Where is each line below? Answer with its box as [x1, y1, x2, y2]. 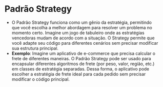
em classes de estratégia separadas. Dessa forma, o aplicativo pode [11, 66, 149, 71]
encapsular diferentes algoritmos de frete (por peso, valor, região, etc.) [11, 61, 155, 67]
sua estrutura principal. [11, 45, 59, 51]
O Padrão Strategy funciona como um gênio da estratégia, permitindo [11, 19, 152, 25]
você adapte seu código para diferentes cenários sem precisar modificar [11, 40, 158, 46]
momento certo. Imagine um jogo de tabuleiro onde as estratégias [11, 30, 144, 35]
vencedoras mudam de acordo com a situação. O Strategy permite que [11, 35, 155, 41]
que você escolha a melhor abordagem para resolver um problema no [11, 24, 152, 30]
